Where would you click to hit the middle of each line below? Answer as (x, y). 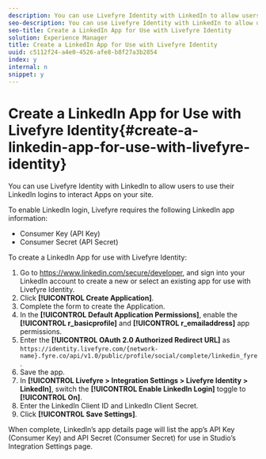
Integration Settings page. (51, 446)
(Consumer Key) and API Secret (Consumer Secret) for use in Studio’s (122, 438)
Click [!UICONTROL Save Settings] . (78, 414)
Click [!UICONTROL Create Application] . (87, 298)
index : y (23, 60)
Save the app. (42, 372)
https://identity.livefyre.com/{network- (89, 349)
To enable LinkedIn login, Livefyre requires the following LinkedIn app (122, 210)
